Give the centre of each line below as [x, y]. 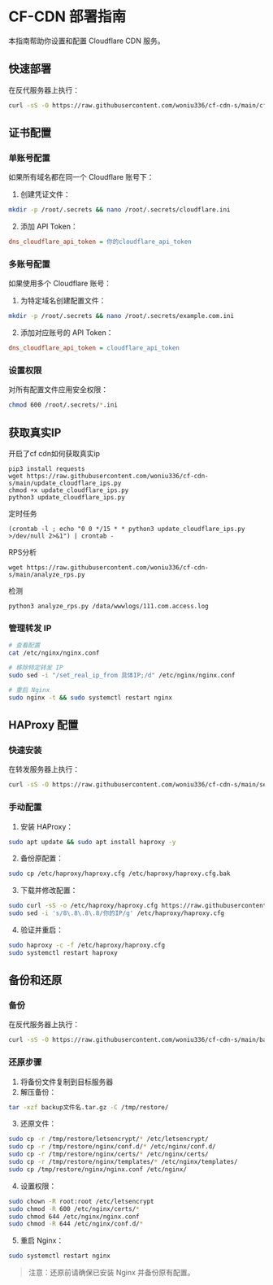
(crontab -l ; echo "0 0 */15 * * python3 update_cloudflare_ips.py [127, 529]
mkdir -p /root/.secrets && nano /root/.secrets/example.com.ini [121, 316]
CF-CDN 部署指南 [67, 17]
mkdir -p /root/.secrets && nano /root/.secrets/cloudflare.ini [119, 210]
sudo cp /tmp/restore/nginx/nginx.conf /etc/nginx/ [97, 1169]
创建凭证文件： [45, 194]
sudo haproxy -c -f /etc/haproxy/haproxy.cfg [87, 945]
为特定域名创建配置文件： [63, 301]
